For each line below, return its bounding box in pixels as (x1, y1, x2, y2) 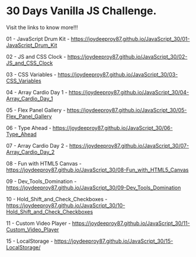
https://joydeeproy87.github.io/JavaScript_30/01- (70, 35, 190, 42)
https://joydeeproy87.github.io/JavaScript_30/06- (52, 124, 173, 131)
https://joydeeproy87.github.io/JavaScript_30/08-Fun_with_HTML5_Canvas (6, 166, 189, 173)
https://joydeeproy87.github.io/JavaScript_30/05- (67, 106, 187, 113)
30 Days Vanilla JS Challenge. (6, 4, 157, 18)
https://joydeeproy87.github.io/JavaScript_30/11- (72, 220, 191, 227)
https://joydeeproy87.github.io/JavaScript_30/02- (67, 53, 188, 60)
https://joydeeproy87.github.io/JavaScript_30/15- (54, 237, 173, 245)
